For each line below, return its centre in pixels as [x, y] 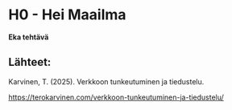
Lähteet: [30, 62]
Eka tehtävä [29, 37]
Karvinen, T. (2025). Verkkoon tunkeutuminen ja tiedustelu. [106, 81]
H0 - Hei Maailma [67, 15]
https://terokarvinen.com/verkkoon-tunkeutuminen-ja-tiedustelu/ [116, 97]
